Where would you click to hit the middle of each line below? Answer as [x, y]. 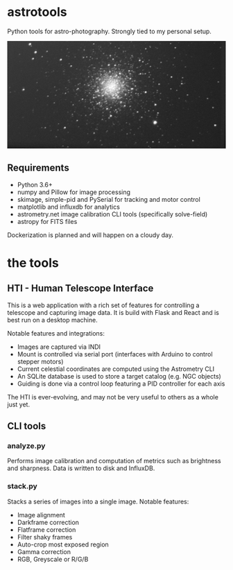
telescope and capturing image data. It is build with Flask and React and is [113, 312]
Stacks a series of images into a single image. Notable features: [98, 501]
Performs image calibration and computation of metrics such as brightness [114, 461]
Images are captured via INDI [59, 347]
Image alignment [41, 515]
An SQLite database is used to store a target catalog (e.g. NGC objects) [119, 376]
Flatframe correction [46, 529]
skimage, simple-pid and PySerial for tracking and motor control [109, 199]
